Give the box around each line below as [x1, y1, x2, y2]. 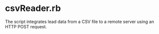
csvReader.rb [5, 3, 61, 14]
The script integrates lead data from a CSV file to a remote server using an [5, 19, 154, 24]
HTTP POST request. [5, 23, 47, 29]
